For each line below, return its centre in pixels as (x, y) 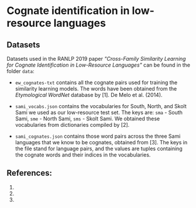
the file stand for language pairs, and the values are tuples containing (99, 148)
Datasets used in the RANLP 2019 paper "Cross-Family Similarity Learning (96, 59)
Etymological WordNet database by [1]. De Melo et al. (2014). (89, 95)
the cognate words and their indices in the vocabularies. (83, 155)
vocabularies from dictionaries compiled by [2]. (72, 125)
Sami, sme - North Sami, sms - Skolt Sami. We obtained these (87, 119)
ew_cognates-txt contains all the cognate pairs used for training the (96, 82)
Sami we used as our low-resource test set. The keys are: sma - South (99, 112)
